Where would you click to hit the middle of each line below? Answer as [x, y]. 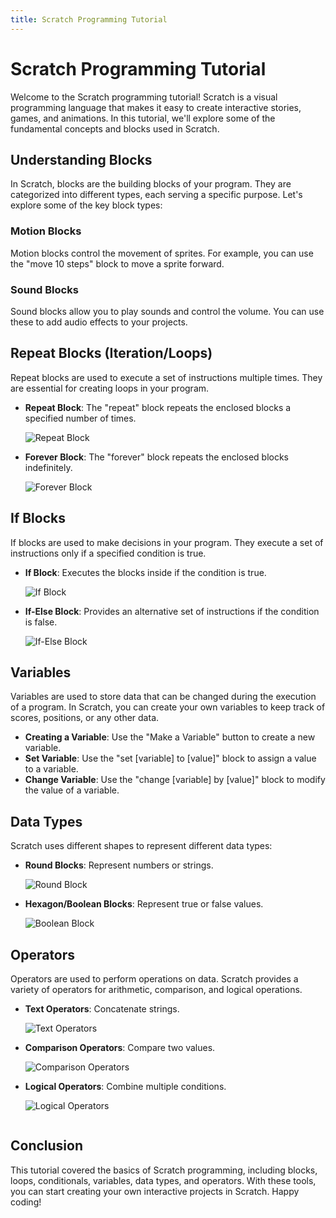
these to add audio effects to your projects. [99, 322]
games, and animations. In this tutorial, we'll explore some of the [143, 118]
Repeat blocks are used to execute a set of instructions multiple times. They [166, 377]
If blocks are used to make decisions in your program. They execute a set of [167, 542]
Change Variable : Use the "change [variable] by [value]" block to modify [175, 780]
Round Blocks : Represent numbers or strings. [119, 865]
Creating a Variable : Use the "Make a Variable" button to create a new [170, 737]
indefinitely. [48, 467]
